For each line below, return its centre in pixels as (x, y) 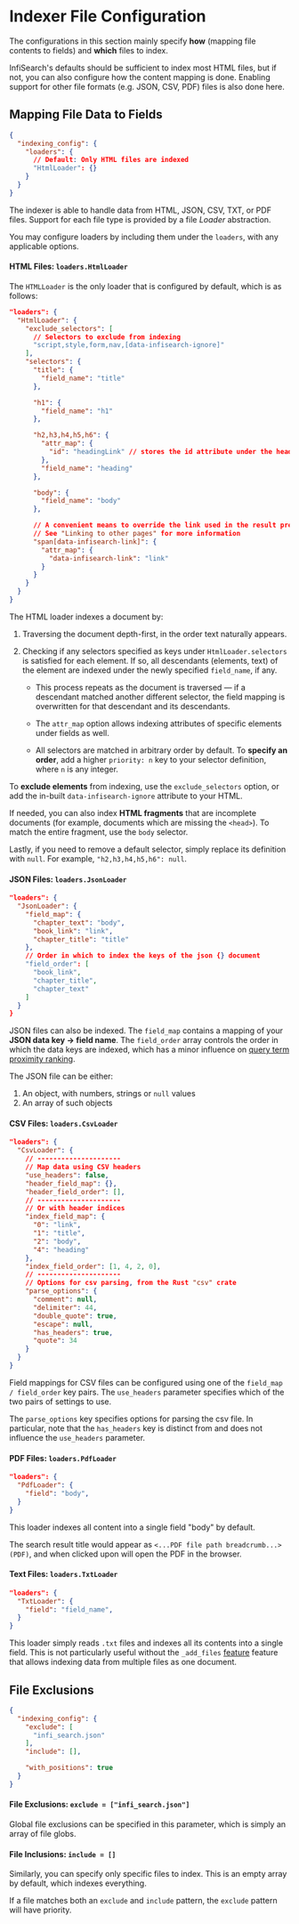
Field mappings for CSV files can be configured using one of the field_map (146, 1382)
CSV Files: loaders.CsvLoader (64, 1123)
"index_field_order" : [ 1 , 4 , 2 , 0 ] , (93, 1266)
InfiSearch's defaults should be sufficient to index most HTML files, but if (143, 68)
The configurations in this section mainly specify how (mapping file (133, 41)
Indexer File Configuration (108, 16)
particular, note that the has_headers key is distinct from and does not (136, 1428)
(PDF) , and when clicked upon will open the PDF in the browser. (125, 1554)
